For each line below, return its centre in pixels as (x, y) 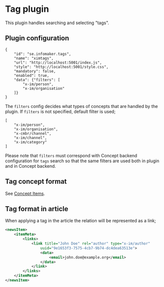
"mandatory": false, (35, 71)
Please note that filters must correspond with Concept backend (71, 155)
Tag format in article (37, 209)
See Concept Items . (25, 193)
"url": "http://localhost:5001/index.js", (58, 63)
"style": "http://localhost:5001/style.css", (61, 67)
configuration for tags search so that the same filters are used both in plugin (82, 161)
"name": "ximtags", (34, 58)
